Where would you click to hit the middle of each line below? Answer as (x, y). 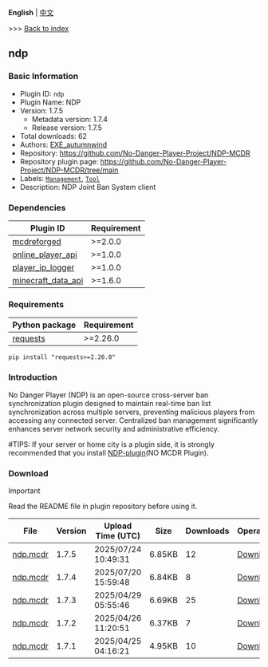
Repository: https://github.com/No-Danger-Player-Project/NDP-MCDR (135, 153)
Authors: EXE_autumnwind (63, 144)
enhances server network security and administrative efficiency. (114, 428)
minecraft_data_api (48, 280)
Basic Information (43, 77)
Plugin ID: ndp (42, 93)
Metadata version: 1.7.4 (70, 119)
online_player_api (45, 255)
